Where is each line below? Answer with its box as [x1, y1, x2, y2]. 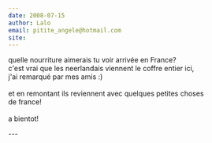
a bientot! [8, 114, 39, 123]
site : [8, 33, 26, 42]
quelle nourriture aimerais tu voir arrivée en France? [8, 55, 177, 65]
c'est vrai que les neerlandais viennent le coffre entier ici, [8, 64, 195, 73]
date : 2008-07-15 [8, 11, 65, 20]
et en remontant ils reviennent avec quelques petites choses [8, 88, 204, 99]
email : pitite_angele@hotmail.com [8, 26, 122, 34]
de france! [8, 97, 42, 107]
